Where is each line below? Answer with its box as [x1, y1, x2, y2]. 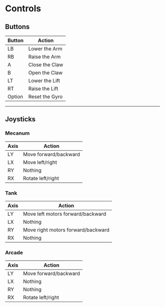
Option [7, 93, 24, 100]
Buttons [5, 23, 30, 31]
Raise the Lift [28, 85, 58, 92]
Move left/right [23, 159, 57, 166]
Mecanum [5, 130, 30, 137]
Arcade [5, 249, 23, 256]
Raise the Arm [28, 54, 61, 60]
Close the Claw [28, 61, 63, 68]
